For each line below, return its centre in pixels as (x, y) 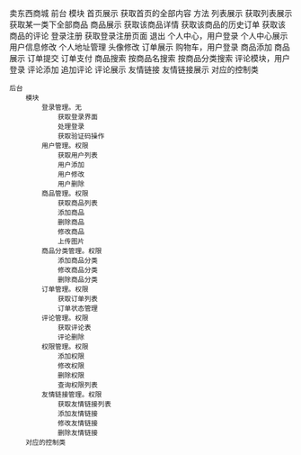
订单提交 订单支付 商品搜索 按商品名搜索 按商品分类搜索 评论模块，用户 (158, 58)
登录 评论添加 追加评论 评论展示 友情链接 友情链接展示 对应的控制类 (134, 69)
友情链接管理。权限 (72, 395)
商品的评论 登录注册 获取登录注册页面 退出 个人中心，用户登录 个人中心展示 (149, 36)
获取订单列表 (78, 299)
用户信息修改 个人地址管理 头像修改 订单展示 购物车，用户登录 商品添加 (141, 47)
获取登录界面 (78, 117)
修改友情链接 (78, 423)
